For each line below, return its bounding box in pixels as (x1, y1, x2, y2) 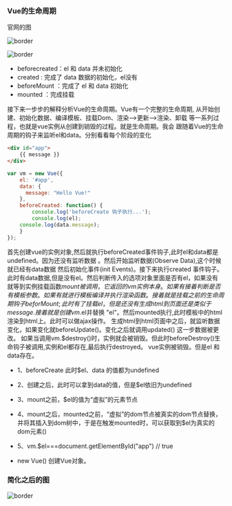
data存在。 (7, 351, 38, 360)
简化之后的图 (7, 475, 50, 485)
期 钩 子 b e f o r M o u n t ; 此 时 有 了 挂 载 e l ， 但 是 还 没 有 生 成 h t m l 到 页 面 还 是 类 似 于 (7, 299, 212, 308)
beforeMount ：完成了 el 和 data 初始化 (17, 81, 129, 90)
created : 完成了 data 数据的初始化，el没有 (17, 73, 138, 81)
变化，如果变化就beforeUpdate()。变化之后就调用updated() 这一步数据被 (7, 325, 213, 333)
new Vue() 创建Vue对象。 (17, 456, 90, 465)
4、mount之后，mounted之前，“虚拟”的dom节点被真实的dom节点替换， (17, 409, 222, 418)
